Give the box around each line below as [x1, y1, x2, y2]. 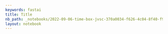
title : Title [5, 12, 32, 17]
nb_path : [5, 16, 23, 21]
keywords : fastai [5, 7, 41, 12]
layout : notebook [5, 21, 41, 26]
